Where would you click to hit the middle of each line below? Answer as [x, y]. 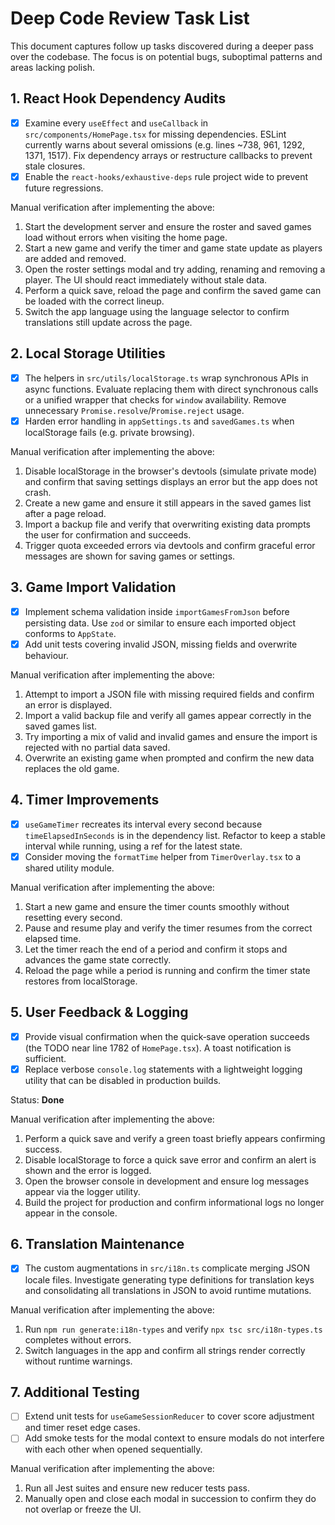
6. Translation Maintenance [97, 1244]
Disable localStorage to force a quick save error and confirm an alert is [170, 1159]
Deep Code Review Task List [130, 18]
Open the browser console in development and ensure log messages [167, 1181]
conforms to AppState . [70, 633]
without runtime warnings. [78, 1361]
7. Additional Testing [75, 1392]
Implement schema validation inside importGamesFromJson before [157, 611]
